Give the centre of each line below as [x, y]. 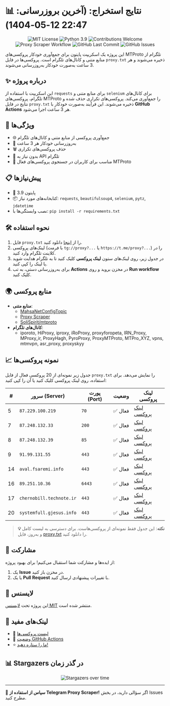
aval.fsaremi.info [41, 469]
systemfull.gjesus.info [48, 513]
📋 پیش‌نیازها [23, 178]
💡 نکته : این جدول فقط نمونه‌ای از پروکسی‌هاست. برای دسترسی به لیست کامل [91, 528]
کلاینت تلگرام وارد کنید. [34, 253]
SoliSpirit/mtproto [38, 322]
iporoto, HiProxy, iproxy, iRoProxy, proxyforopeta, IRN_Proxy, [83, 333]
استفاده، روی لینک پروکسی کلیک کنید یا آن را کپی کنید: [56, 380]
